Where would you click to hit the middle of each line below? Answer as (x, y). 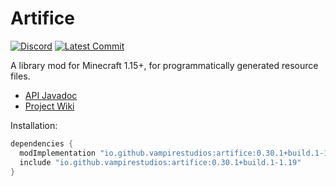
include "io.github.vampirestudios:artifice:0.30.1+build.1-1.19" (160, 162)
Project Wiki (49, 106)
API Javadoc (51, 95)
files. (20, 76)
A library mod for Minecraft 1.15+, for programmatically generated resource (164, 65)
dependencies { (42, 143)
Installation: (34, 125)
